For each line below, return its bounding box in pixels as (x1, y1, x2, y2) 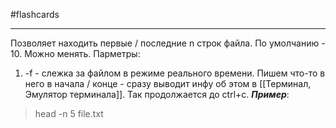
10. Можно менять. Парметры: (10, 48, 141, 59)
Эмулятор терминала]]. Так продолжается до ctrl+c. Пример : (24, 89, 290, 100)
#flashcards (10, 9, 60, 20)
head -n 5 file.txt (34, 108, 104, 119)
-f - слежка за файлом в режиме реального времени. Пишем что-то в (24, 67, 326, 79)
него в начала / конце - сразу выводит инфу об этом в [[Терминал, (24, 78, 312, 89)
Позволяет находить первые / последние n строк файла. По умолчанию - (10, 37, 326, 49)
